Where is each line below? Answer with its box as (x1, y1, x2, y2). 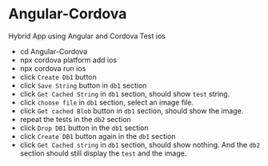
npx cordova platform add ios (19, 55, 118, 65)
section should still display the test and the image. (19, 148, 187, 158)
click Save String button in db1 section (19, 81, 147, 90)
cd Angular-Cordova (19, 46, 88, 56)
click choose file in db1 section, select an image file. (19, 97, 194, 107)
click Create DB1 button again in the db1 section (19, 131, 176, 140)
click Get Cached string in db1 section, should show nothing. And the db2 (19, 140, 261, 149)
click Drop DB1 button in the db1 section (19, 123, 150, 132)
